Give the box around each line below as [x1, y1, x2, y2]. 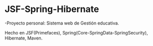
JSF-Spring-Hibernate [4, 3, 99, 15]
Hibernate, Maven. [4, 35, 43, 41]
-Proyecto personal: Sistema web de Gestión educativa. [4, 20, 119, 26]
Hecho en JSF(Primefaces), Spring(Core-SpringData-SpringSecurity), [4, 29, 148, 35]
